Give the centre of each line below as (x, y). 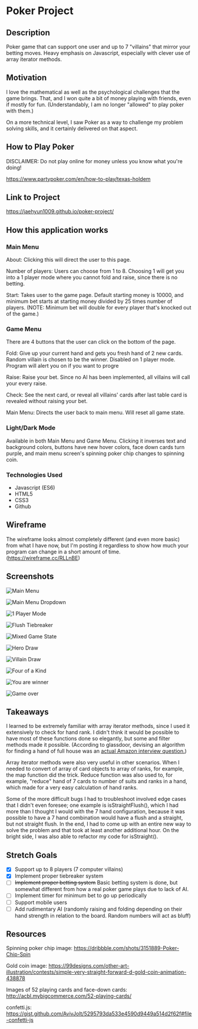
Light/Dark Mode (31, 428)
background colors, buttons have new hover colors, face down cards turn (95, 447)
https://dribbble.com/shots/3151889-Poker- (126, 948)
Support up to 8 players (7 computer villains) (69, 869)
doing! (14, 167)
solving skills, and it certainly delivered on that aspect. (72, 128)
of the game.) (23, 314)
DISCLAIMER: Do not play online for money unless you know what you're (94, 161)
